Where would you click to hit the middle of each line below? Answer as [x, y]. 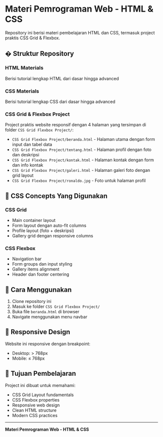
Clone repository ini [32, 302]
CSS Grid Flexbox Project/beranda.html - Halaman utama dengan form [83, 139]
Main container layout [34, 220]
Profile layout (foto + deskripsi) [43, 230]
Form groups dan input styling [42, 264]
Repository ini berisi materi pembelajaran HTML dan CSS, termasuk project [80, 33]
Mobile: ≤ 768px [28, 358]
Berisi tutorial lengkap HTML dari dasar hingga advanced [62, 78]
